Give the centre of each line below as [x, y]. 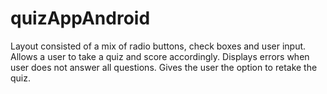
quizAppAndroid [80, 18]
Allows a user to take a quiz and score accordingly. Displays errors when [160, 56]
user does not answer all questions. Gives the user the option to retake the [164, 67]
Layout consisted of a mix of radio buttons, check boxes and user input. [158, 46]
